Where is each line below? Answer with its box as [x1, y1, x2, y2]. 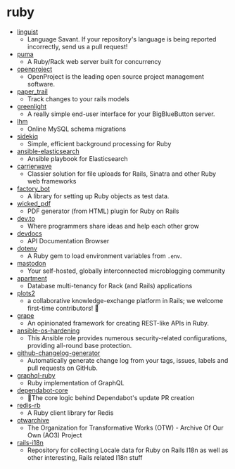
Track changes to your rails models [27, 94, 129, 103]
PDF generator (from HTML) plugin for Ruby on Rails [27, 207, 179, 215]
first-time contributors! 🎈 [27, 304, 99, 312]
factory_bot [16, 184, 51, 193]
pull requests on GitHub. [27, 364, 98, 372]
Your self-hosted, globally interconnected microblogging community [27, 266, 226, 275]
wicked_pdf [16, 199, 51, 207]
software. [27, 79, 56, 88]
